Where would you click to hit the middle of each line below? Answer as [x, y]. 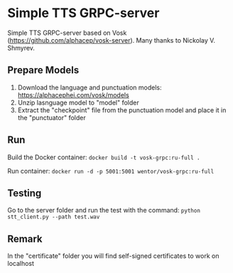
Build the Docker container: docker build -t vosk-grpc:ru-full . [104, 157]
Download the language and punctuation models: [90, 87]
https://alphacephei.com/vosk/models [73, 95]
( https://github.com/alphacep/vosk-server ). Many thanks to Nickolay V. [111, 40]
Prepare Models [43, 70]
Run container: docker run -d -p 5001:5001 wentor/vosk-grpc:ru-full [111, 171]
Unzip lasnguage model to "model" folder [78, 102]
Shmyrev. [21, 48]
